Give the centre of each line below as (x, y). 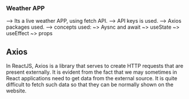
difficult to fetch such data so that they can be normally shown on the (90, 85)
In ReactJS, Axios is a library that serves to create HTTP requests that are (95, 66)
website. (16, 91)
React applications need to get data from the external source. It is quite (92, 78)
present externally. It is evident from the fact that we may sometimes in (92, 72)
